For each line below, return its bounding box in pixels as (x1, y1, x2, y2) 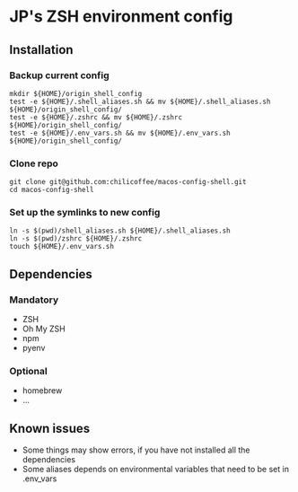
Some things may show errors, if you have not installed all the (22, 444, 250, 455)
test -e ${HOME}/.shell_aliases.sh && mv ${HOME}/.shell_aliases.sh (9, 97, 271, 106)
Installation (9, 42, 74, 57)
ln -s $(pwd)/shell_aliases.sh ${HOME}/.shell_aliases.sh (9, 226, 231, 235)
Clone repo (9, 157, 58, 170)
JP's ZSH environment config (9, 6, 233, 27)
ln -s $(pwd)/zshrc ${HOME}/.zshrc (9, 234, 143, 243)
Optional (9, 365, 48, 378)
